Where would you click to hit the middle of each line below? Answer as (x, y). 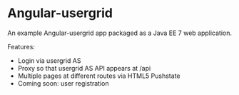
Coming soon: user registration (63, 83)
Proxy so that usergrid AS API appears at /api (84, 68)
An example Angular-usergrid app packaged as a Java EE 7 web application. (120, 33)
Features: (21, 46)
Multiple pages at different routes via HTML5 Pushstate (99, 76)
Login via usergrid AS (49, 60)
